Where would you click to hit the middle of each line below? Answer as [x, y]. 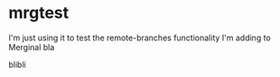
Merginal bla [32, 47]
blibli [17, 64]
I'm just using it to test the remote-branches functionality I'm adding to [140, 38]
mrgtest [39, 13]
